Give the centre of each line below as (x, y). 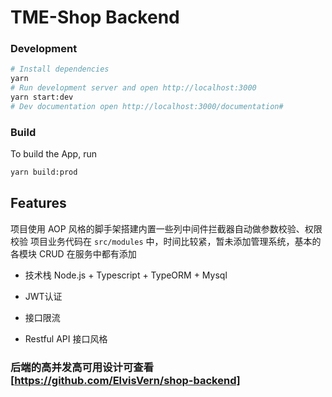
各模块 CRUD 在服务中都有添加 (73, 253)
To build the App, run (53, 154)
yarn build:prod (44, 172)
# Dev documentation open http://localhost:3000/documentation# (147, 106)
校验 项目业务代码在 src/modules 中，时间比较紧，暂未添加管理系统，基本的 (166, 241)
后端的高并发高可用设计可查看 (82, 367)
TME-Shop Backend (95, 17)
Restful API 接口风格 (66, 338)
